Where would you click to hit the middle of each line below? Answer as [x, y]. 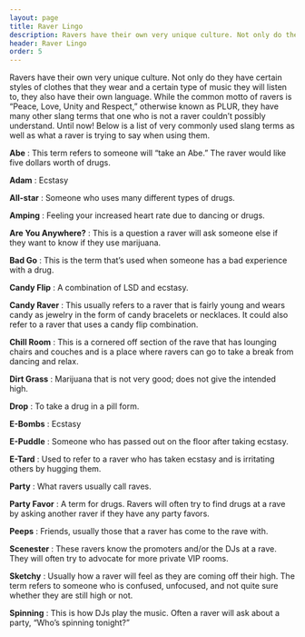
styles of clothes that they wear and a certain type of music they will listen [148, 87]
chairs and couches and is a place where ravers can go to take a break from [152, 352]
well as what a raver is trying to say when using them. [110, 135]
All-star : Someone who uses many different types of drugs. [123, 198]
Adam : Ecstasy [39, 180]
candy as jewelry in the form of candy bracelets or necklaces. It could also [149, 315]
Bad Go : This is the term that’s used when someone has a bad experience [148, 261]
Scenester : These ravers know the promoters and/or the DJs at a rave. [143, 549]
